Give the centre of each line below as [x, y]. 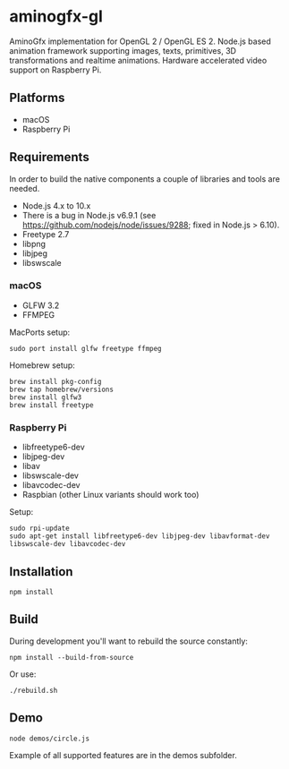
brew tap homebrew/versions [62, 389]
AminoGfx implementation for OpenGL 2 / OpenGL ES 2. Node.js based [140, 41]
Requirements [49, 157]
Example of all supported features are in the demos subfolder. [123, 755]
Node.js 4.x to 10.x [56, 205]
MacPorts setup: [40, 332]
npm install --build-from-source [72, 657]
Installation [41, 572]
